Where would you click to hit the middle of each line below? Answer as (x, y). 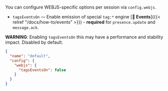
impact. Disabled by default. (34, 42)
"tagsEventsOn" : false (42, 70)
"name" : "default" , (30, 56)
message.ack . (26, 27)
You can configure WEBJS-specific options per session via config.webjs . (81, 7)
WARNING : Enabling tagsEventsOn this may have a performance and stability (84, 37)
